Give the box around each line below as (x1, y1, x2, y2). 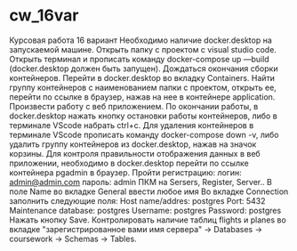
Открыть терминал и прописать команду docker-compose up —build (9, 53, 269, 64)
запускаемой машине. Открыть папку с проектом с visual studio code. (9, 44, 277, 54)
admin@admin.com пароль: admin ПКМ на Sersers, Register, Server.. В (9, 176, 273, 187)
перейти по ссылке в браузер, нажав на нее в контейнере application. (9, 91, 276, 102)
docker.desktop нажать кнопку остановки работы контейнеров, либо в (9, 110, 277, 121)
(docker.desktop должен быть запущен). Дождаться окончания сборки (9, 63, 278, 74)
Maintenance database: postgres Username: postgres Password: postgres (9, 205, 282, 215)
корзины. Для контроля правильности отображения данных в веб (9, 148, 261, 158)
